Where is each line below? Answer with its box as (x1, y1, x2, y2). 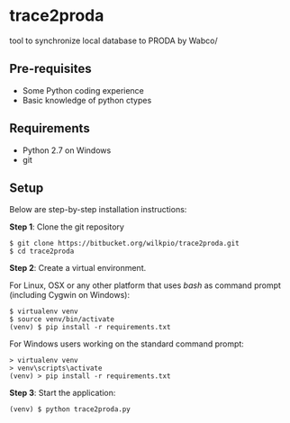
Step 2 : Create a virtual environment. (9, 263, 147, 274)
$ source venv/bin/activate (9, 315, 115, 324)
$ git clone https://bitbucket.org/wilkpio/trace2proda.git (9, 239, 240, 248)
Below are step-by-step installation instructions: (9, 204, 187, 215)
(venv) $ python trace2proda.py (9, 405, 131, 414)
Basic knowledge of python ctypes (22, 94, 152, 105)
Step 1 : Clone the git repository (9, 221, 124, 232)
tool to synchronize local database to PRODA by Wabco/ (9, 35, 218, 46)
